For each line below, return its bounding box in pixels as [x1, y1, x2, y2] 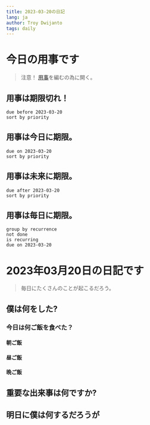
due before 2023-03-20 [6, 109, 62, 115]
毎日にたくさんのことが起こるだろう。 [20, 285, 115, 292]
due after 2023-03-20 [6, 187, 60, 193]
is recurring [6, 237, 39, 243]
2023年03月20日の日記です [6, 264, 144, 278]
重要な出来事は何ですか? [6, 387, 97, 398]
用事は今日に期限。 [6, 132, 77, 142]
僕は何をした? [6, 304, 58, 314]
